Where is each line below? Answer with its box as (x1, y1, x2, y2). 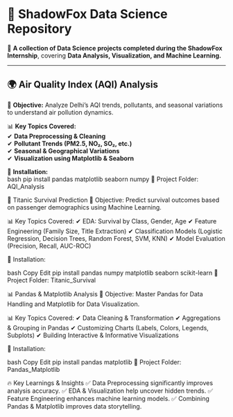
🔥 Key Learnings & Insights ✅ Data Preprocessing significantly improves (7, 378, 214, 387)
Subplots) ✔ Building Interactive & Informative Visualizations (7, 331, 179, 339)
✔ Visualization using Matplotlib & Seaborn (7, 154, 134, 162)
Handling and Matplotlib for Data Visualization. (7, 300, 140, 308)
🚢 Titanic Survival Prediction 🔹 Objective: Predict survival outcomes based (7, 196, 220, 204)
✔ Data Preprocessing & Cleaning (7, 132, 106, 140)
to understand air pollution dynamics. (7, 108, 114, 117)
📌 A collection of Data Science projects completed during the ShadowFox (7, 44, 223, 52)
